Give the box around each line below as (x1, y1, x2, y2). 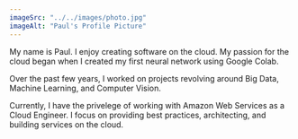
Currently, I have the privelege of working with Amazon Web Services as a (9, 100, 285, 110)
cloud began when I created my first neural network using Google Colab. (9, 56, 279, 66)
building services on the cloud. (9, 118, 124, 130)
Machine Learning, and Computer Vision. (9, 83, 162, 93)
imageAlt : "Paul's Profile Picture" (9, 22, 147, 30)
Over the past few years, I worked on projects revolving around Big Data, (9, 73, 279, 83)
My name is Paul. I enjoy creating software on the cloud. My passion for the (9, 46, 290, 56)
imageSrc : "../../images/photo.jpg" (9, 13, 147, 22)
